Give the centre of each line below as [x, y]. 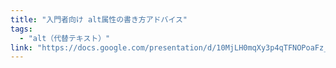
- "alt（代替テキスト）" [65, 38]
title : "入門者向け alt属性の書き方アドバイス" [99, 19]
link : [21, 47]
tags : [21, 29]
